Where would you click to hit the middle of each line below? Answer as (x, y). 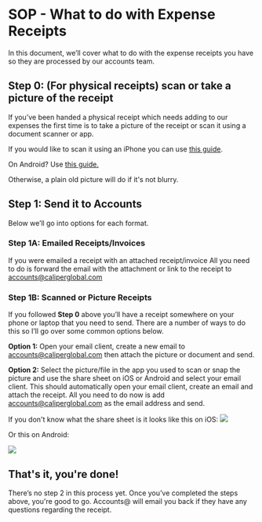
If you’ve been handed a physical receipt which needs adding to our (118, 117)
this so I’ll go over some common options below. (86, 331)
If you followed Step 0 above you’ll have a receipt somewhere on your (121, 315)
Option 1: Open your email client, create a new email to (97, 346)
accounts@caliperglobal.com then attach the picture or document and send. (131, 355)
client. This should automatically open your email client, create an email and (131, 387)
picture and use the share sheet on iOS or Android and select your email (125, 378)
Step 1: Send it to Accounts (75, 204)
